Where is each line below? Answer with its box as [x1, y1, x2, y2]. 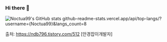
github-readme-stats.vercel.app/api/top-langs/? [62, 16, 162, 22]
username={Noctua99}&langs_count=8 [5, 21, 87, 27]
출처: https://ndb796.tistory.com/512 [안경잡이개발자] [5, 31, 113, 37]
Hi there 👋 [5, 4, 30, 11]
